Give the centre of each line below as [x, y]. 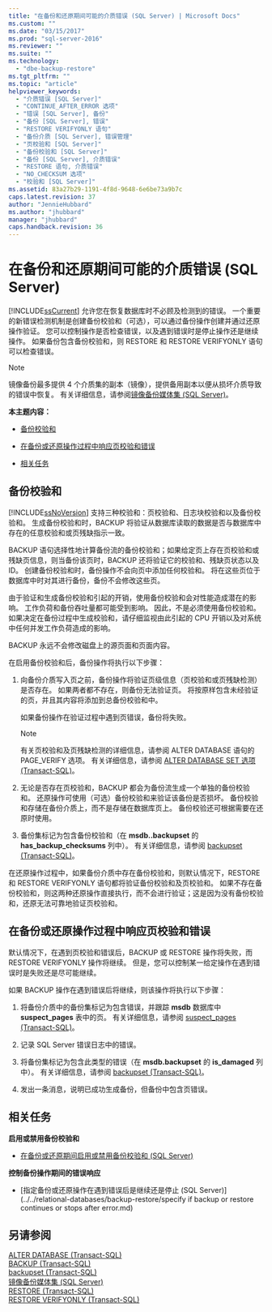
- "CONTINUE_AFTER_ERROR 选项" [67, 106]
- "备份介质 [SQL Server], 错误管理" [74, 136]
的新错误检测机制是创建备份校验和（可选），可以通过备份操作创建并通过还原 [134, 321]
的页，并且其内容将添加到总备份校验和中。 [91, 700]
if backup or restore [221, 1199]
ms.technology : [34, 62]
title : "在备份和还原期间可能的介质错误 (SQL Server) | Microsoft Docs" [124, 16]
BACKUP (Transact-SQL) [50, 1264]
